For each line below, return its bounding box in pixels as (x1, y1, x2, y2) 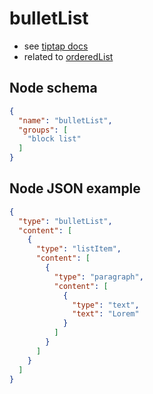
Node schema (9, 80, 98, 97)
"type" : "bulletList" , (18, 216, 113, 226)
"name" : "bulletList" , (18, 115, 113, 126)
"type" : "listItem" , (35, 244, 122, 254)
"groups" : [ (18, 125, 69, 135)
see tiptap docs (23, 40, 89, 52)
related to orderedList (23, 50, 114, 62)
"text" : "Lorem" (72, 309, 140, 319)
